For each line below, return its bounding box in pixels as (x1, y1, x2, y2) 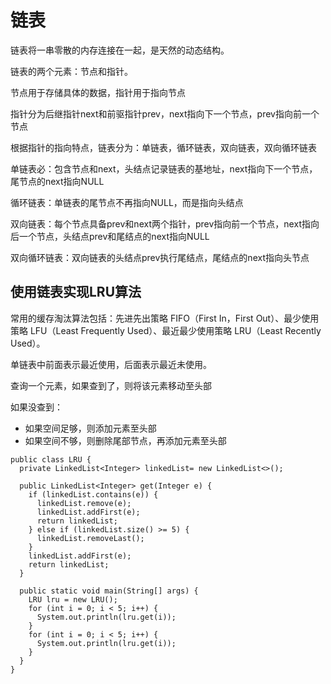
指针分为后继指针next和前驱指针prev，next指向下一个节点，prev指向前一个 (10, 107, 320, 120)
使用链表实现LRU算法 (10, 284, 142, 301)
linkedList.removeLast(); (36, 533, 145, 543)
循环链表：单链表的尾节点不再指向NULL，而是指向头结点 (10, 196, 244, 208)
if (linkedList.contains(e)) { (28, 489, 159, 500)
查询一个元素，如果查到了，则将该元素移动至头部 (10, 379, 212, 391)
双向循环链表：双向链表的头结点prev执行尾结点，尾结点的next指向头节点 (10, 251, 310, 263)
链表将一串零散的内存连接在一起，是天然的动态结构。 (10, 44, 230, 56)
